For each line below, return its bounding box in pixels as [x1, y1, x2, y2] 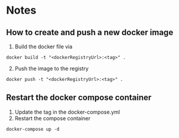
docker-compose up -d [6, 126, 60, 132]
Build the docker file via [14, 43, 73, 50]
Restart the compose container [14, 114, 91, 122]
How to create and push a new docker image [6, 27, 174, 37]
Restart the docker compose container [6, 93, 152, 103]
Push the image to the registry [14, 65, 89, 72]
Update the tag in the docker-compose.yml [14, 108, 120, 115]
